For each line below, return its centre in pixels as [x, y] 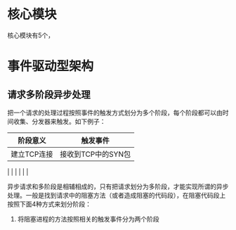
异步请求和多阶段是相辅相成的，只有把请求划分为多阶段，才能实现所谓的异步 [118, 186]
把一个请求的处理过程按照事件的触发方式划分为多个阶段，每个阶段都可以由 [115, 113]
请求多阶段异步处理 [49, 95]
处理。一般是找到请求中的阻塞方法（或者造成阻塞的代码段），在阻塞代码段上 [117, 195]
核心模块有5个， [31, 35]
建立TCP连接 [32, 154]
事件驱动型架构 [51, 66]
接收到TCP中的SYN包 [95, 154]
